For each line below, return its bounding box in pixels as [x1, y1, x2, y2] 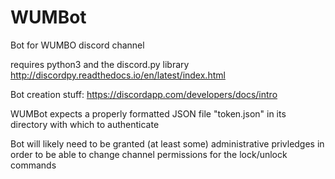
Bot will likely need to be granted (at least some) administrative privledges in [10, 137, 325, 150]
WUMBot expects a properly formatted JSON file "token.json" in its [10, 107, 287, 120]
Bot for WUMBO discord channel [10, 39, 145, 51]
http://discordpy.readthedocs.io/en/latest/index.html [10, 69, 226, 81]
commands [10, 159, 57, 171]
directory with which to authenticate [10, 118, 160, 130]
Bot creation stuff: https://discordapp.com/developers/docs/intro [10, 88, 278, 100]
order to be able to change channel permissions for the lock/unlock [10, 148, 288, 160]
